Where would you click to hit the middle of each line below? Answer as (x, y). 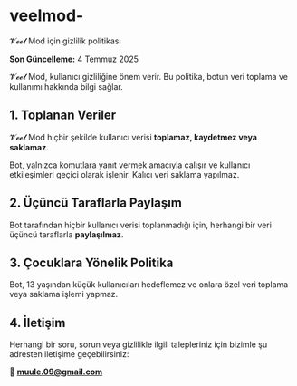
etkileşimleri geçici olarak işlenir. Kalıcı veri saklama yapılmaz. (125, 174)
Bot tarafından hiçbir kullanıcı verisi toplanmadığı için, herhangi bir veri (140, 225)
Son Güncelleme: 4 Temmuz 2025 (74, 59)
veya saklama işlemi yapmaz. (64, 294)
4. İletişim (38, 323)
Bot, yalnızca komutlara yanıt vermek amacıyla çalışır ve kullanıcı (130, 165)
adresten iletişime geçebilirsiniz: (69, 354)
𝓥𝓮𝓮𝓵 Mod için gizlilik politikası (65, 41)
